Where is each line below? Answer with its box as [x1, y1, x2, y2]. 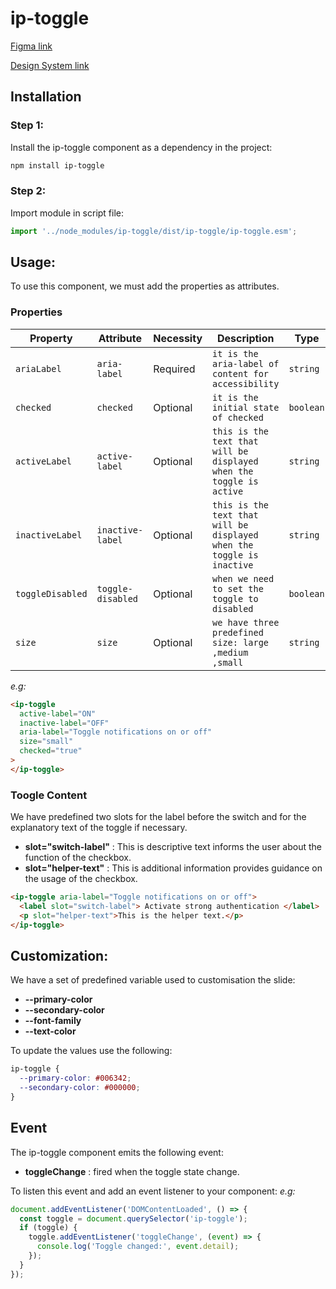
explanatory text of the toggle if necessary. [10, 822, 188, 834]
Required [153, 362, 196, 376]
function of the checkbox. [24, 852, 132, 864]
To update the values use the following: [10, 1045, 173, 1057]
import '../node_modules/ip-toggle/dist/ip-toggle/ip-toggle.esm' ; [10, 226, 298, 236]
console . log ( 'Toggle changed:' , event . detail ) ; [36, 1242, 240, 1252]
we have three [212, 617, 280, 628]
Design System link [10, 59, 90, 71]
